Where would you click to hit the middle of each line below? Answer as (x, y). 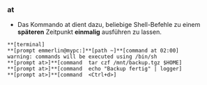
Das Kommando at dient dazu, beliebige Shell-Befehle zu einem (109, 25)
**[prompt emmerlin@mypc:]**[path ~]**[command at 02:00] (93, 51)
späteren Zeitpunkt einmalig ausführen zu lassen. (89, 32)
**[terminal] (26, 45)
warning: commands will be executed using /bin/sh (82, 57)
